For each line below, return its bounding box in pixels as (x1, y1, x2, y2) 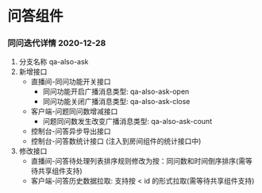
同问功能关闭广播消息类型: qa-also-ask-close (42, 97, 191, 106)
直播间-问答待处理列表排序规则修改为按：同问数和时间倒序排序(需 (30, 156, 246, 166)
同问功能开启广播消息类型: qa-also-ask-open (42, 87, 190, 96)
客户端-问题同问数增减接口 (30, 106, 118, 116)
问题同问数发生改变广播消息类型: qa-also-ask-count (42, 117, 212, 126)
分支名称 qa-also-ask (18, 57, 89, 67)
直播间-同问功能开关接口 (30, 77, 112, 87)
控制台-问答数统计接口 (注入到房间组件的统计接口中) (30, 137, 202, 146)
